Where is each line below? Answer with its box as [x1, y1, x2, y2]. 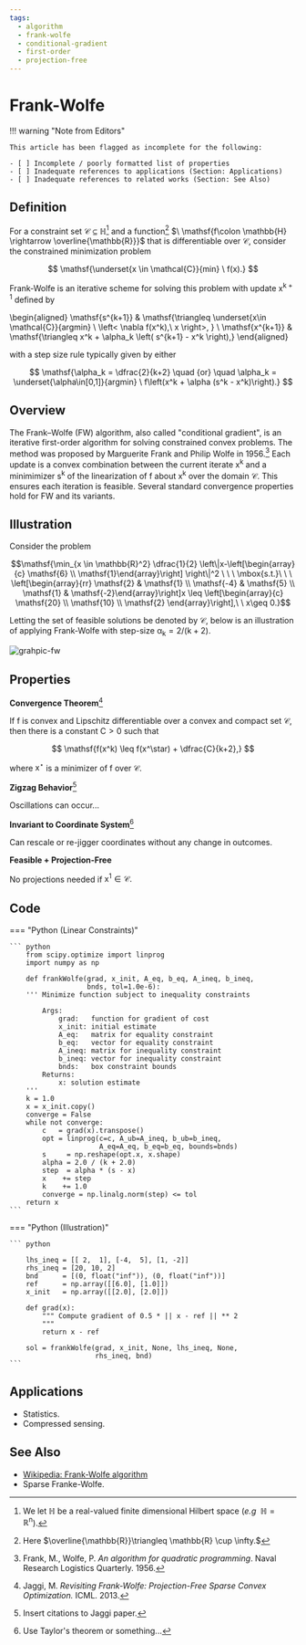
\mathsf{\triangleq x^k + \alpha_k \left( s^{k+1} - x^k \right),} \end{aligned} [9, 330, 289, 342]
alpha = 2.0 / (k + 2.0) [42, 1158, 137, 1168]
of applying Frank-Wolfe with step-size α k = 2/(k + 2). [9, 625, 211, 639]
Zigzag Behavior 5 [9, 781, 77, 792]
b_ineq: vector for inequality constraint [57, 1054, 222, 1063]
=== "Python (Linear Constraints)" [9, 925, 138, 936]
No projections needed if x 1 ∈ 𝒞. [9, 872, 132, 885]
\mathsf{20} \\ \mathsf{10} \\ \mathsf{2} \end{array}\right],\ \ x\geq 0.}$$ [15, 597, 291, 608]
